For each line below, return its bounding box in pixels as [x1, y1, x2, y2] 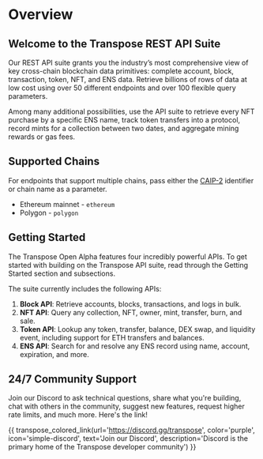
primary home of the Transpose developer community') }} [8, 442, 197, 452]
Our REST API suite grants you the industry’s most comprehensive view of [8, 58, 249, 67]
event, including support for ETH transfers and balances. [19, 333, 205, 342]
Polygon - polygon [19, 208, 79, 217]
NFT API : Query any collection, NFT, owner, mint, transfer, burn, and [19, 307, 242, 317]
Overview [8, 6, 73, 24]
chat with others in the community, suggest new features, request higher [8, 401, 245, 412]
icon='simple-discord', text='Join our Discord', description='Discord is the [8, 434, 249, 443]
